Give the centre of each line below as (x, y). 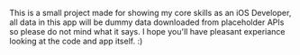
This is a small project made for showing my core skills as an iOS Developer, (150, 13)
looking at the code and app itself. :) (76, 41)
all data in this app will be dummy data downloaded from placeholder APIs (147, 22)
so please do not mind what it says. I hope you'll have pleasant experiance (147, 31)
